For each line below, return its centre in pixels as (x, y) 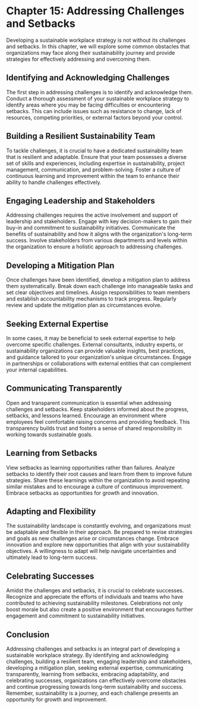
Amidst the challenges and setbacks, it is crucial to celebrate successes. (95, 591)
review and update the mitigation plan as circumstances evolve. (84, 305)
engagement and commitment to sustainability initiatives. (76, 616)
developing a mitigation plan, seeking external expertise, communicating (95, 668)
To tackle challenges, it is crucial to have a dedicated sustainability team (94, 151)
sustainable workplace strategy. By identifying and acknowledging (87, 655)
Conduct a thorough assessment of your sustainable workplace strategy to (98, 98)
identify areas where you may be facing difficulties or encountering (89, 105)
